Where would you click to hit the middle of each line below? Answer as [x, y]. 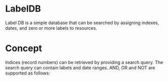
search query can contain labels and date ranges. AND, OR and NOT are [80, 67]
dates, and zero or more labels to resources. [51, 28]
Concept [24, 49]
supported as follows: [28, 73]
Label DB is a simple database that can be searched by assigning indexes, [82, 23]
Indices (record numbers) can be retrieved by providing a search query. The [84, 62]
